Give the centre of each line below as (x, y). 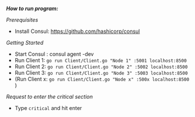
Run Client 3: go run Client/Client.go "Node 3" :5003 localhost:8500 (101, 73)
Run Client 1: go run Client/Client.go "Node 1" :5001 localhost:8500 (101, 60)
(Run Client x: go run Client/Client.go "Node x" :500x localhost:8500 (102, 79)
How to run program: (32, 9)
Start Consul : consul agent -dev (54, 54)
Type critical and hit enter (48, 108)
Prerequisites (22, 20)
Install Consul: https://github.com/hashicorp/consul (77, 31)
